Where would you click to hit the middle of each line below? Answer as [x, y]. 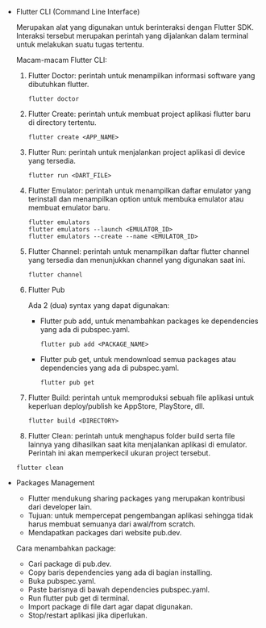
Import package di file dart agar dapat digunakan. [110, 607]
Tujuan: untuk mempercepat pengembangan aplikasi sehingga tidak [141, 516]
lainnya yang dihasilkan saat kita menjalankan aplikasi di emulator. [137, 444]
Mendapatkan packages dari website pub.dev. [105, 532]
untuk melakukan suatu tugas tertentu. [80, 44]
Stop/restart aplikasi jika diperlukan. [87, 615]
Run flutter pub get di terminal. [79, 598]
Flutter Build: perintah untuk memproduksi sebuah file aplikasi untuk [141, 397]
